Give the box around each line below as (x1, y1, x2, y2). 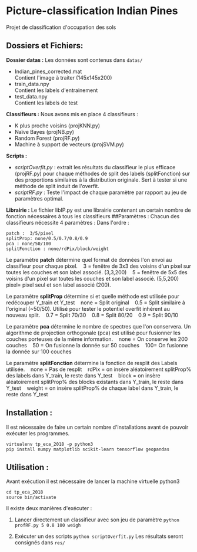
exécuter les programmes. (6, 429, 70, 437)
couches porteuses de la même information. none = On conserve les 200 (6, 335, 188, 343)
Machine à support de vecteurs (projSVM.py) (14, 140, 125, 148)
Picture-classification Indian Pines (6, 4, 178, 18)
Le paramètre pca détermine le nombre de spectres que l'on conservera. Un (6, 323, 191, 330)
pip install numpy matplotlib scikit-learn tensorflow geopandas (6, 446, 169, 452)
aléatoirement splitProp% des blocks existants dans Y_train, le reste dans (6, 378, 184, 385)
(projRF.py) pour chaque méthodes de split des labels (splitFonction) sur (14, 170, 190, 177)
